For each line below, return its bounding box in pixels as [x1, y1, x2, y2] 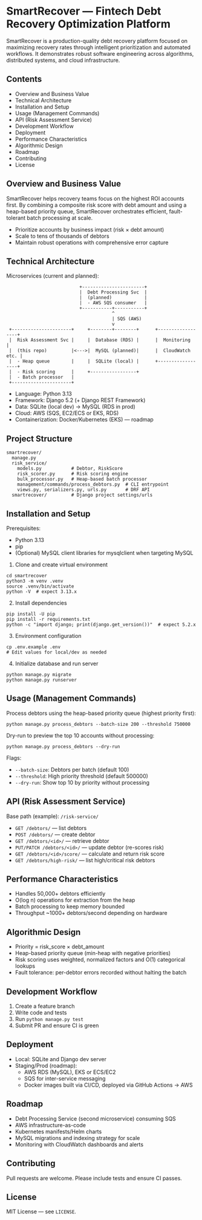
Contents [6, 74, 42, 84]
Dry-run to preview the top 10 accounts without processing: [6, 732, 155, 739]
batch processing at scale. [27, 214, 93, 221]
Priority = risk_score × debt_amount [15, 943, 105, 950]
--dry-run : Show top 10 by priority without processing [15, 779, 150, 786]
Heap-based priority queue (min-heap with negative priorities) [15, 950, 171, 957]
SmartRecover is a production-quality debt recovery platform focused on [6, 37, 188, 44]
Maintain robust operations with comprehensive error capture [15, 238, 169, 246]
